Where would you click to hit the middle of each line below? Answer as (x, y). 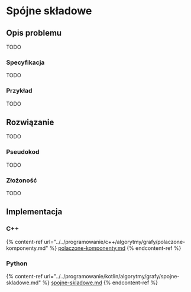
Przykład (19, 91)
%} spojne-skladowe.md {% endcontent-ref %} (100, 283)
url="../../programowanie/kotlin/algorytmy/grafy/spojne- (112, 276)
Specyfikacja (25, 62)
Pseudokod (23, 152)
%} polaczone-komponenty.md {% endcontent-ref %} (115, 248)
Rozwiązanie (30, 122)
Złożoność (22, 180)
